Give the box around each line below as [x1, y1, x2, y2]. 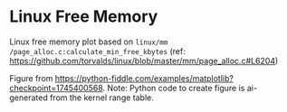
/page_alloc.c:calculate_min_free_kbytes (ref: [9, 45, 186, 56]
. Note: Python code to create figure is [102, 82, 245, 93]
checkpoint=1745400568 [9, 82, 103, 93]
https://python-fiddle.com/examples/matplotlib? [54, 72, 234, 83]
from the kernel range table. [49, 92, 154, 103]
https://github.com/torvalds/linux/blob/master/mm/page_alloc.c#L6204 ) [9, 55, 279, 66]
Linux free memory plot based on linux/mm [9, 36, 168, 47]
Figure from [9, 72, 53, 83]
